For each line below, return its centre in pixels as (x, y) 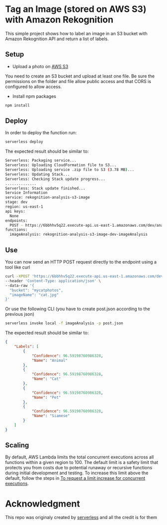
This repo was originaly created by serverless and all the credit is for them (81, 518)
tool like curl (18, 267)
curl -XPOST (17, 276)
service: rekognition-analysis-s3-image (48, 197)
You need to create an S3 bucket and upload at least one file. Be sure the (80, 76)
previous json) (20, 314)
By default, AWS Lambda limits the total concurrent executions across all (80, 457)
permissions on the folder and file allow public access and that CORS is (78, 81)
